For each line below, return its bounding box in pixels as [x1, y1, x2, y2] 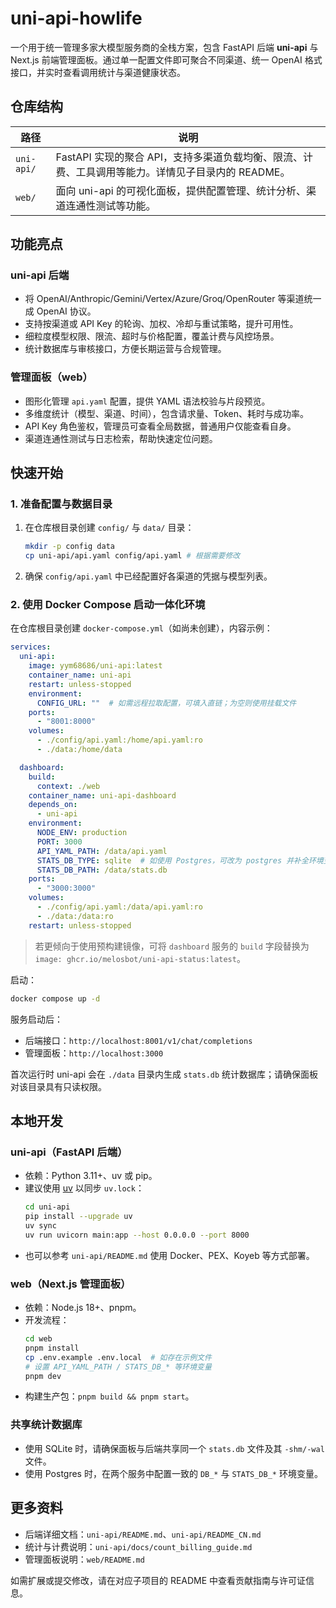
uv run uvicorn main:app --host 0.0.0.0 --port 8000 [24, 1230, 250, 1240]
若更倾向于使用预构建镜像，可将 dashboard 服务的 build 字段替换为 [34, 940, 310, 952]
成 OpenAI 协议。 [24, 305, 97, 317]
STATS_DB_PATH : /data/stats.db [36, 865, 168, 875]
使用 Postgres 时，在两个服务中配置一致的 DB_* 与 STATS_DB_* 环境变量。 [24, 1467, 323, 1479]
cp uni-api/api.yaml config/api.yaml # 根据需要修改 [24, 551, 241, 561]
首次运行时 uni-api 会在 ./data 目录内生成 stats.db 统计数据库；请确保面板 [10, 1068, 319, 1080]
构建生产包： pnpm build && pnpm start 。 [24, 1390, 195, 1402]
